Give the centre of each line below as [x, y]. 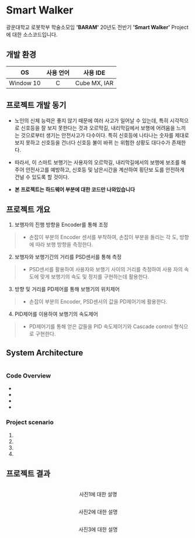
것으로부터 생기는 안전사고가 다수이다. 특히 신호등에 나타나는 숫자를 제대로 [105, 135]
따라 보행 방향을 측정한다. [64, 244]
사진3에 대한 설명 [98, 529]
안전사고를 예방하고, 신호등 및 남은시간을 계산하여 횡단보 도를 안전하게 [105, 169]
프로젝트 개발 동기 [36, 105]
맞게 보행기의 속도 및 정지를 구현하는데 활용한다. [95, 277]
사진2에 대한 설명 [98, 512]
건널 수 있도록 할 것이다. [42, 177]
